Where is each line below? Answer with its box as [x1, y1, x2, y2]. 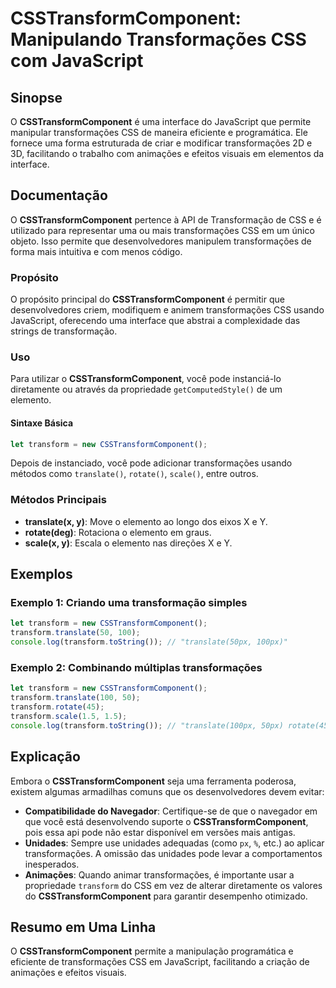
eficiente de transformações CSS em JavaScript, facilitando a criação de [10, 956, 310, 968]
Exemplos [10, 566, 73, 583]
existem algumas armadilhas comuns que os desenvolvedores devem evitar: [10, 785, 325, 797]
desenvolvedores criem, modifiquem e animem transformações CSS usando [10, 304, 325, 316]
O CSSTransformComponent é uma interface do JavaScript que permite [10, 116, 312, 127]
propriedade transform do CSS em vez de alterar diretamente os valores [24, 879, 323, 891]
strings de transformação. [10, 325, 118, 337]
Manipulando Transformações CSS [10, 28, 307, 51]
